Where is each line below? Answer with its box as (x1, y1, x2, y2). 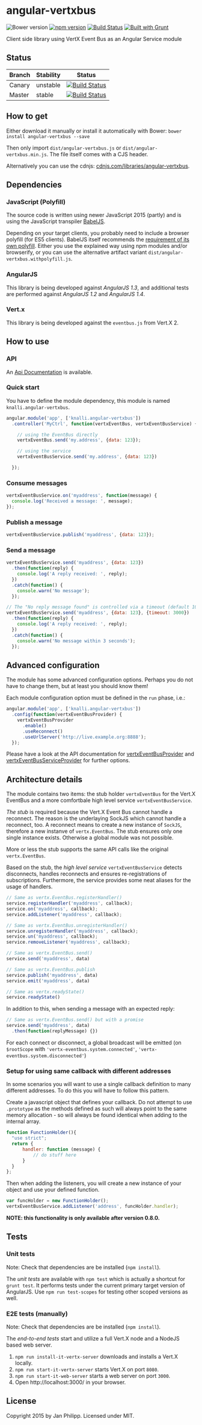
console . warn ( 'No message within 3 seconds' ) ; (17, 637, 136, 644)
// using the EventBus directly (17, 432, 98, 438)
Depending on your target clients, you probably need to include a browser (6, 230, 189, 237)
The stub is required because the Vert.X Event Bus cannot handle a (6, 809, 173, 816)
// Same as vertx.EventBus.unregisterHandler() (6, 922, 128, 929)
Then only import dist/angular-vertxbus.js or (6, 144, 121, 151)
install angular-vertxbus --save (6, 133, 90, 139)
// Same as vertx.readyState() (6, 988, 85, 995)
